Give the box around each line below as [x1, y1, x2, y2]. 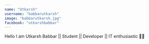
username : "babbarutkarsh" [4, 11, 59, 16]
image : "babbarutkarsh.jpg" [4, 16, 62, 21]
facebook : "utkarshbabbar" [4, 20, 59, 25]
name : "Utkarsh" [4, 7, 37, 12]
